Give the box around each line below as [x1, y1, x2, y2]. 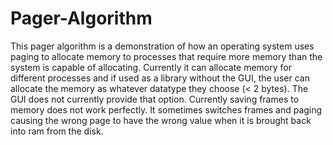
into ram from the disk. [10, 125, 104, 137]
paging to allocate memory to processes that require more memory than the [10, 50, 323, 62]
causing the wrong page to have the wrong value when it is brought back [10, 114, 312, 126]
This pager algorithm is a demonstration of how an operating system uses [10, 40, 315, 52]
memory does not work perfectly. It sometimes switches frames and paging [10, 103, 323, 116]
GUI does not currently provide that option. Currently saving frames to [10, 93, 300, 105]
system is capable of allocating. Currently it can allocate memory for [10, 61, 292, 73]
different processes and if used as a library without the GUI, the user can [10, 72, 310, 84]
